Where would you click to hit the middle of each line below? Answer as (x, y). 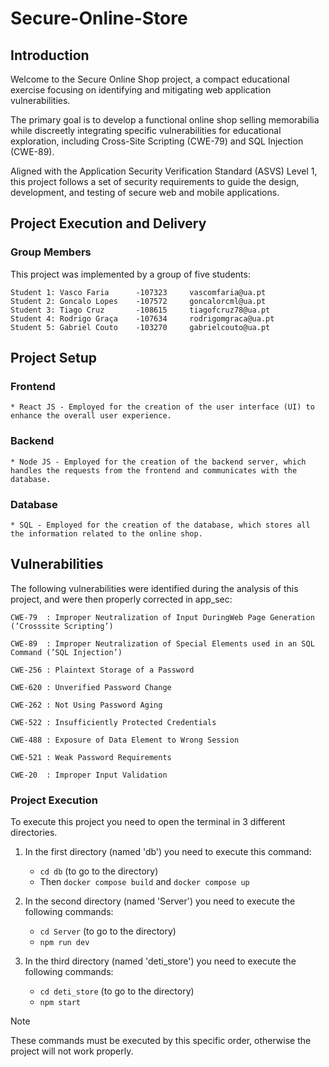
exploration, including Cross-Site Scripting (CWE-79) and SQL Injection (157, 141)
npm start (60, 1003)
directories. (34, 833)
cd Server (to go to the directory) (108, 931)
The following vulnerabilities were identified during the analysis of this (154, 588)
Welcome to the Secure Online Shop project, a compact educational (150, 79)
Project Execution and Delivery (108, 223)
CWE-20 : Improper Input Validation (89, 775)
